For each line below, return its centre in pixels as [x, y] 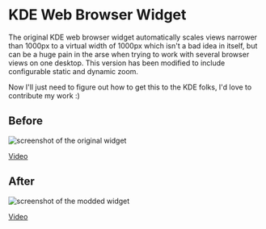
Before [25, 121]
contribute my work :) [44, 95]
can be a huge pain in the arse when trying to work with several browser [129, 54]
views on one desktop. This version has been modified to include [117, 63]
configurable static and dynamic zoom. [74, 71]
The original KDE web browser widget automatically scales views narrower [133, 37]
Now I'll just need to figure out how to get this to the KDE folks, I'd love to [130, 87]
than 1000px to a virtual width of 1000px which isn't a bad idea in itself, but [133, 45]
